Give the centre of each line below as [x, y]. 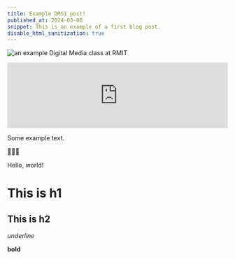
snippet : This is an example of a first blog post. [84, 27]
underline [21, 236]
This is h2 [29, 219]
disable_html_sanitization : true [56, 33]
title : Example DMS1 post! [47, 14]
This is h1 [35, 193]
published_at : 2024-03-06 [45, 20]
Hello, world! [26, 165]
